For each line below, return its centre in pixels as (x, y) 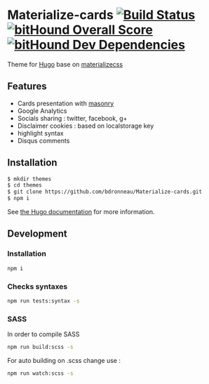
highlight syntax (41, 133)
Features (27, 87)
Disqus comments (43, 140)
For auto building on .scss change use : (64, 360)
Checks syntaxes (38, 286)
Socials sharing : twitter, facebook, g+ (72, 118)
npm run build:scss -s (40, 347)
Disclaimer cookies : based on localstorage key (86, 126)
